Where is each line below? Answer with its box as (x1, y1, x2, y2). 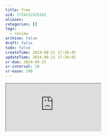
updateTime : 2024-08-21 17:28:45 (5, 54, 76, 60)
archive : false (5, 36, 38, 41)
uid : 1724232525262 (5, 12, 47, 17)
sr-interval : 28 (5, 64, 40, 69)
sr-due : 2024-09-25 (5, 59, 47, 64)
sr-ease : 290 (5, 69, 33, 74)
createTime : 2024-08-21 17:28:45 (5, 50, 76, 55)
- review (10, 31, 28, 36)
